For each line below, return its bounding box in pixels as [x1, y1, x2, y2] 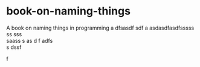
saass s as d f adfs [6, 37, 53, 44]
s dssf [6, 43, 22, 51]
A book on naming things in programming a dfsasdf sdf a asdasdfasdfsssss [6, 24, 195, 31]
